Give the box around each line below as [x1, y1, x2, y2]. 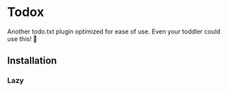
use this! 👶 [7, 34, 38, 43]
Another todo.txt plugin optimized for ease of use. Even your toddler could [7, 27, 221, 36]
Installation [7, 55, 57, 67]
